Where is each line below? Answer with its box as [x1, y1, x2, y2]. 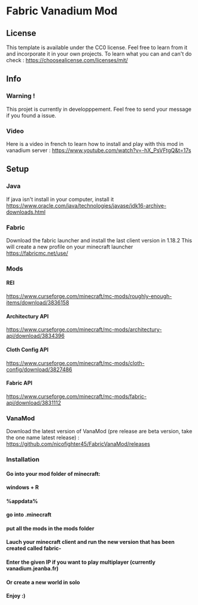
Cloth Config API [6, 346, 49, 353]
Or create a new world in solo [6, 579, 80, 586]
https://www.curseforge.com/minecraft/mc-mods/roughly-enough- [6, 293, 172, 300]
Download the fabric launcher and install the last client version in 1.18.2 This [6, 236, 193, 244]
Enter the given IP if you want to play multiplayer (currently [6, 558, 156, 566]
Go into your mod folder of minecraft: [6, 470, 100, 477]
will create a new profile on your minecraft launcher [6, 243, 133, 250]
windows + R [6, 484, 39, 491]
